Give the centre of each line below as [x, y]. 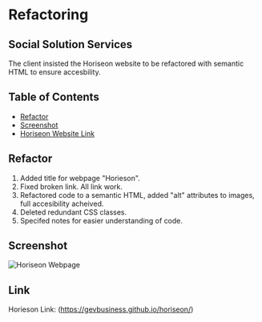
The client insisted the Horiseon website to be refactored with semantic [126, 63]
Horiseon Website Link [57, 133]
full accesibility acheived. [62, 203]
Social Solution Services [71, 44]
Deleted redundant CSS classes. [73, 212]
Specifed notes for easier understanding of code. [101, 220]
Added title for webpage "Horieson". [80, 178]
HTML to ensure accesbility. [55, 72]
